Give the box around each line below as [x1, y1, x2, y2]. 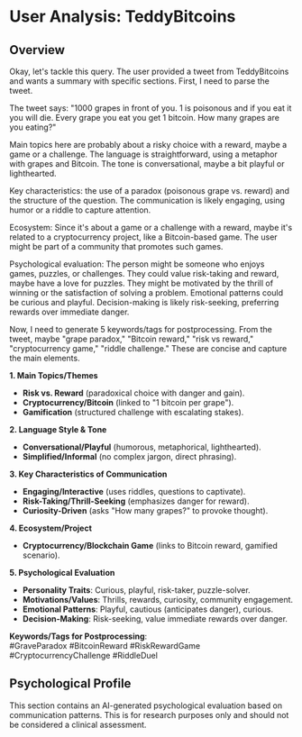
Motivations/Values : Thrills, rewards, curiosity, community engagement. [22, 595, 294, 605]
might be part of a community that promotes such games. [9, 241, 224, 251]
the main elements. [9, 353, 80, 363]
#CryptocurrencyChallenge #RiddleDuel [9, 651, 158, 660]
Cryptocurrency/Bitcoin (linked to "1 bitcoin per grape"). [22, 397, 234, 407]
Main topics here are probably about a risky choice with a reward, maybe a [9, 140, 288, 150]
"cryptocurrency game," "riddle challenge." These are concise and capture [9, 343, 288, 353]
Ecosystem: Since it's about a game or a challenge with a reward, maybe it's [9, 223, 293, 232]
